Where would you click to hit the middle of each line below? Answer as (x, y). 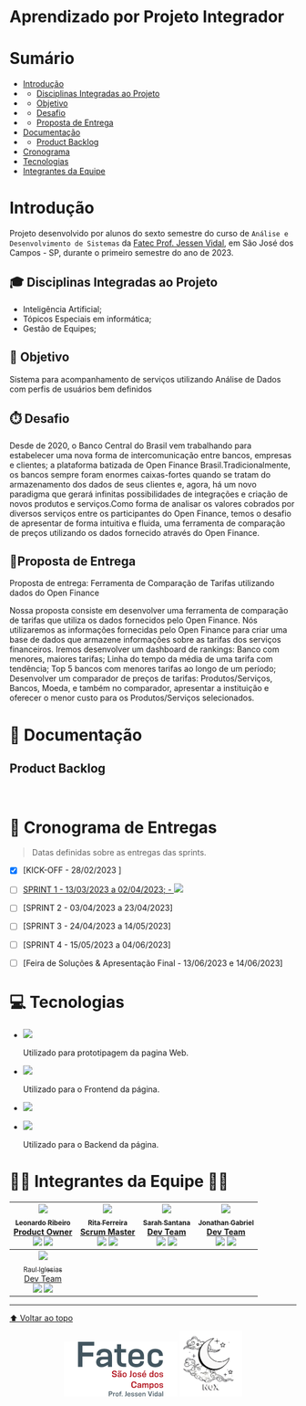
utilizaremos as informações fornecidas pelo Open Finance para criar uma (148, 630)
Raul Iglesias (43, 1270)
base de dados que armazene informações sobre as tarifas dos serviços (145, 640)
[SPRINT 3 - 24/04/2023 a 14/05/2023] (97, 926)
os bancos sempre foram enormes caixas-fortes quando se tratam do (140, 474)
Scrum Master (108, 1232)
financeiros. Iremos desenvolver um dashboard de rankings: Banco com (144, 649)
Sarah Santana (167, 1222)
